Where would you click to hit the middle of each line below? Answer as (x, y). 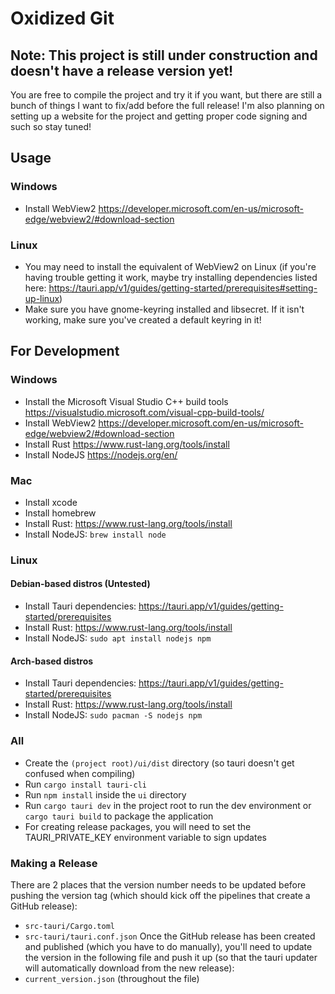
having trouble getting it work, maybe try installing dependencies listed (171, 277)
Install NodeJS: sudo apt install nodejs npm (118, 638)
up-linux (42, 298)
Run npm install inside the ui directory (105, 794)
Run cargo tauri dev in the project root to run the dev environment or (168, 805)
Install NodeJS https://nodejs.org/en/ (101, 454)
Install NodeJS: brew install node (95, 534)
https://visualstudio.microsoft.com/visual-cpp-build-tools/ (144, 412)
